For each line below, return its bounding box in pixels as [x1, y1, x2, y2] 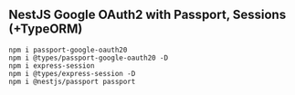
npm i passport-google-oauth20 [8, 45, 128, 54]
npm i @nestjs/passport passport [8, 77, 136, 86]
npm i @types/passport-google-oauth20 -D [8, 53, 169, 62]
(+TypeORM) [8, 22, 83, 37]
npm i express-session [8, 61, 95, 71]
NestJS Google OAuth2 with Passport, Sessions [8, 7, 287, 23]
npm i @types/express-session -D [8, 69, 136, 78]
